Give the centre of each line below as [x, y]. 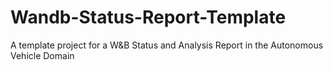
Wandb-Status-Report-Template [148, 17]
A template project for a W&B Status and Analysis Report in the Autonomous [167, 45]
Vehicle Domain [42, 55]
